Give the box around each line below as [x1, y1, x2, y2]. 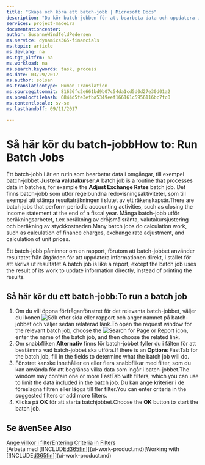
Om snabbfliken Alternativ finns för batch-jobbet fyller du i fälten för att [15, 340, 196, 348]
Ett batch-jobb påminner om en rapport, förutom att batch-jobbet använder [6, 247, 195, 255]
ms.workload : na [6, 60, 48, 66]
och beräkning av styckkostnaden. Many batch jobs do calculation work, [6, 223, 187, 230]
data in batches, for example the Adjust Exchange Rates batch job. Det [6, 184, 186, 191]
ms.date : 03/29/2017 [6, 72, 59, 78]
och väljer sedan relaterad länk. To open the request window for [32, 321, 192, 328]
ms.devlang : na [6, 49, 45, 55]
